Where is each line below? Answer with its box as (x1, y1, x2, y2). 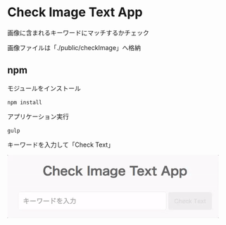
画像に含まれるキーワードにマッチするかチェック (7, 28, 149, 37)
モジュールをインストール (7, 84, 81, 92)
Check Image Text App (7, 4, 143, 20)
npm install (7, 99, 42, 106)
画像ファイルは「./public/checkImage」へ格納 (7, 43, 142, 51)
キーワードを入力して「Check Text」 (7, 140, 115, 149)
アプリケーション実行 (7, 112, 69, 121)
